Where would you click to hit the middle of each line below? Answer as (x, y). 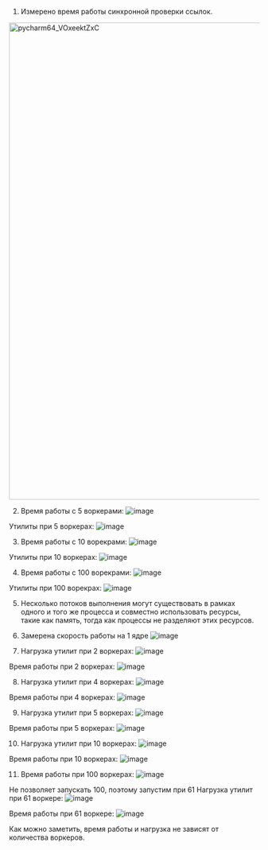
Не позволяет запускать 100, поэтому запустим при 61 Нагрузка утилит (131, 790)
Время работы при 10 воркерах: (64, 759)
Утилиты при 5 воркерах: (52, 526)
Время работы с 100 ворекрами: (76, 572)
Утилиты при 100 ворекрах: (56, 588)
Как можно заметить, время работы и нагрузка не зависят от (114, 829)
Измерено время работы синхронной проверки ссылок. (117, 12)
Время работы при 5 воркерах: (62, 728)
